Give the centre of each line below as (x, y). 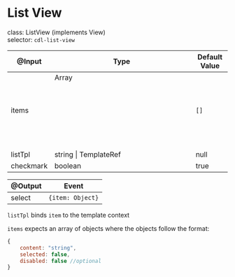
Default (210, 57)
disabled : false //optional (60, 261)
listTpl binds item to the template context (69, 215)
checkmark (29, 166)
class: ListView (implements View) (57, 32)
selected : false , (45, 254)
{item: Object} (74, 198)
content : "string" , (48, 248)
